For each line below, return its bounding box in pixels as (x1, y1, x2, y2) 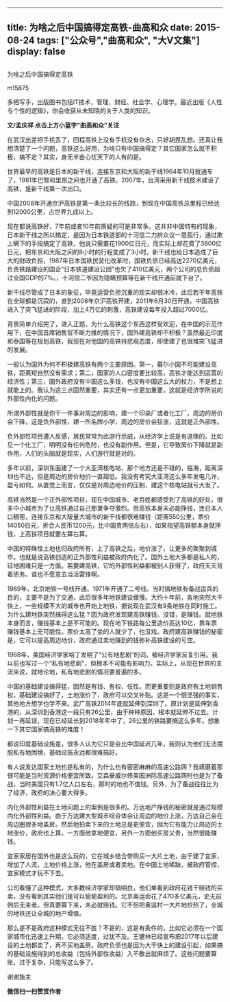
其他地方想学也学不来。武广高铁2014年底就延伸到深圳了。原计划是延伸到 (7, 699, 214, 707)
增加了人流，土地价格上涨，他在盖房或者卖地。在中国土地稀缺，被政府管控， (7, 860, 223, 868)
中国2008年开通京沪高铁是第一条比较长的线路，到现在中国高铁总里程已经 (7, 199, 214, 207)
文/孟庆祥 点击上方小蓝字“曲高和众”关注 (7, 121, 120, 129)
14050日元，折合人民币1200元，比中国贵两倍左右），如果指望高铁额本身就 (7, 521, 216, 529)
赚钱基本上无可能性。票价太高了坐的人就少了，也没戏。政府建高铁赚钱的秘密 (7, 627, 223, 635)
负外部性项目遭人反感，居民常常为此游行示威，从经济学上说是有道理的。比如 (7, 432, 223, 440)
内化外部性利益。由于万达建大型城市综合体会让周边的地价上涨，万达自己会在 (7, 811, 223, 820)
